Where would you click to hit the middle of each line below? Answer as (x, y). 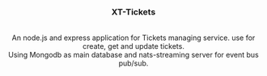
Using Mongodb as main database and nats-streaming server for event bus (133, 55)
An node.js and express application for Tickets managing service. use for (133, 38)
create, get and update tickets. (133, 46)
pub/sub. (133, 63)
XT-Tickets (133, 12)
